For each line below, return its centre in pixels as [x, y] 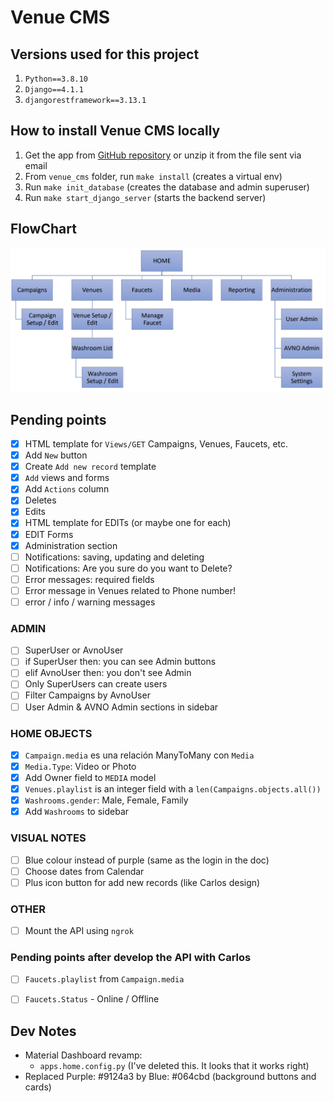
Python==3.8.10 [56, 79]
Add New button [56, 455]
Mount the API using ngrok [79, 931]
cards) [38, 1087]
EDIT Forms [49, 534]
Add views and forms [67, 478]
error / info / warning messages [90, 602]
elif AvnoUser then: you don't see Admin [108, 673]
